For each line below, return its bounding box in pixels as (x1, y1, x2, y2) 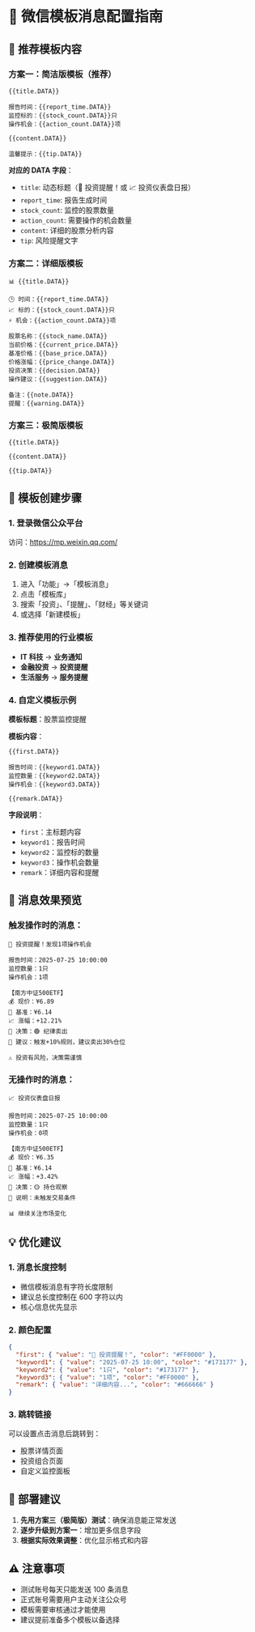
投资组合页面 (19, 1456, 63, 1466)
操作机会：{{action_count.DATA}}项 (8, 120, 121, 128)
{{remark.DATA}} (8, 795, 63, 803)
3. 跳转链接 (8, 1409, 52, 1421)
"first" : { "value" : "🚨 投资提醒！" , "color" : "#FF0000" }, (15, 1350, 217, 1358)
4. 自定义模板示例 (8, 694, 77, 705)
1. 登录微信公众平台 (8, 517, 83, 529)
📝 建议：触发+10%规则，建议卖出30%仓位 (8, 1038, 125, 1046)
